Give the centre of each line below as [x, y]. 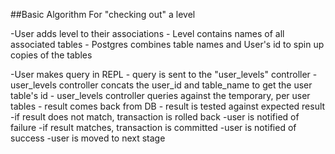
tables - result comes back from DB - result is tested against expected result [168, 106]
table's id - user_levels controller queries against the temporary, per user [160, 95]
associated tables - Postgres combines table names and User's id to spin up [167, 44]
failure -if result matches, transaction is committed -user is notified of [153, 127]
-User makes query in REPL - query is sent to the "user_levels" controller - [164, 74]
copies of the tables [51, 55]
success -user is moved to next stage [88, 138]
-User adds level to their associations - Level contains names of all [147, 33]
